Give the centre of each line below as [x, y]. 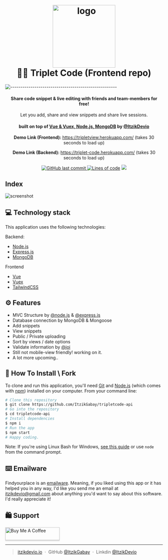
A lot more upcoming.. [35, 357]
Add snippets [26, 325]
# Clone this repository [31, 400]
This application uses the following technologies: [55, 227]
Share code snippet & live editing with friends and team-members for [84, 98]
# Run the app [20, 428]
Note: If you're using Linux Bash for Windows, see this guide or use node [79, 447]
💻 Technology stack [38, 212]
